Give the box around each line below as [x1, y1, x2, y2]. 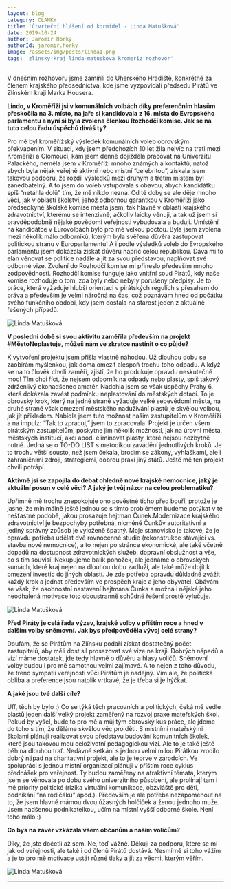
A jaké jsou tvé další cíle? [7, 689, 81, 697]
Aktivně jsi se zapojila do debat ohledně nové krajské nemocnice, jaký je [7, 476, 218, 484]
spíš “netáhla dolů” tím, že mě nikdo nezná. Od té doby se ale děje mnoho [7, 188, 217, 196]
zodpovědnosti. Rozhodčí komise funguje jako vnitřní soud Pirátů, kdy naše [7, 269, 220, 277]
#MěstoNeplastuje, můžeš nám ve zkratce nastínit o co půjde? [7, 339, 189, 348]
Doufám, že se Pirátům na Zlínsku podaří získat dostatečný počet [7, 639, 192, 648]
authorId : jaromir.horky [7, 42, 78, 49]
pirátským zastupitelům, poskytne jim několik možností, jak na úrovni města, [7, 426, 223, 434]
